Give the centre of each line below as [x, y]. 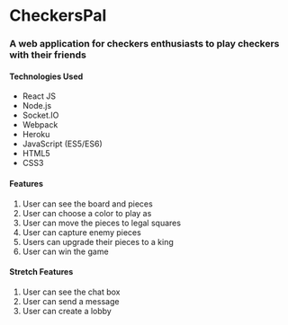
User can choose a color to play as [87, 213]
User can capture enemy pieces [81, 232]
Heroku [36, 135]
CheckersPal [58, 16]
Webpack [40, 125]
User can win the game [66, 251]
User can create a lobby [67, 311]
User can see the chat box [71, 292]
